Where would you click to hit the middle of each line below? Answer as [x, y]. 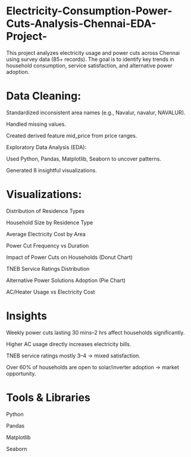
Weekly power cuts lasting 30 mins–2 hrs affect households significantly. [95, 332]
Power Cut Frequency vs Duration [48, 245]
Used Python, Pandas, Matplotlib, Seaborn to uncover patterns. [84, 159]
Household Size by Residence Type [50, 223]
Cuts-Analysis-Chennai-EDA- [81, 24]
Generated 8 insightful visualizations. [51, 170]
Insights [27, 316]
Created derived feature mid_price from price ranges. [72, 135]
